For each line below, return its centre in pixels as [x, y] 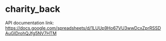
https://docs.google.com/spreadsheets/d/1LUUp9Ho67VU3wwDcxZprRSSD [83, 28]
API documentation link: [30, 23]
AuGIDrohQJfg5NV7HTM [31, 33]
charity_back [33, 9]
